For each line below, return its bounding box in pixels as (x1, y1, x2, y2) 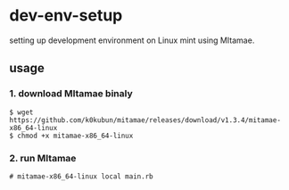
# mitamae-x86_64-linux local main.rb (9, 171, 153, 181)
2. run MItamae (9, 152, 77, 164)
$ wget (9, 108, 34, 117)
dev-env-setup (9, 5, 123, 26)
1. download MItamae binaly (9, 87, 133, 100)
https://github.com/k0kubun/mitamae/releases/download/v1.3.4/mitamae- (9, 115, 281, 125)
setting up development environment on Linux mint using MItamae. (9, 35, 255, 45)
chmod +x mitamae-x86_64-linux (17, 131, 134, 140)
